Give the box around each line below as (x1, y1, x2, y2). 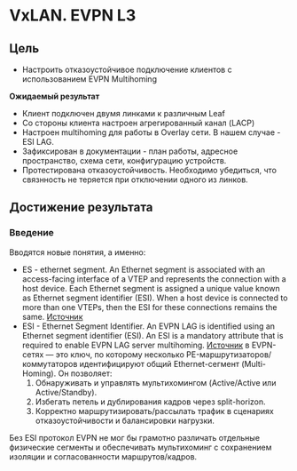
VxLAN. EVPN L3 (9, 5, 137, 26)
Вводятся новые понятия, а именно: (9, 246, 146, 258)
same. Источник (21, 311, 83, 322)
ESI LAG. (21, 137, 55, 147)
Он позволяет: (58, 368, 113, 379)
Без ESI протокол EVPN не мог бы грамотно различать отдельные (9, 432, 260, 443)
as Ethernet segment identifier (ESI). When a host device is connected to (21, 292, 288, 303)
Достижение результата (9, 200, 153, 215)
